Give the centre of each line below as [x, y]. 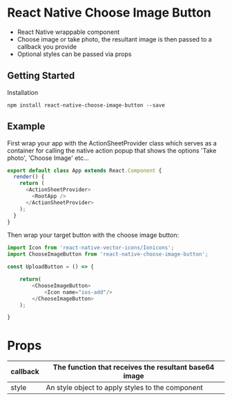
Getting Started [41, 76]
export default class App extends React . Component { [85, 170]
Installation [23, 92]
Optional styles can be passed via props [74, 54]
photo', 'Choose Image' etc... [48, 158]
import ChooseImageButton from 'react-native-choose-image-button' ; [108, 254]
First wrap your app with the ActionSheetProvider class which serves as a [112, 143]
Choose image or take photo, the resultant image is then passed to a [114, 39]
